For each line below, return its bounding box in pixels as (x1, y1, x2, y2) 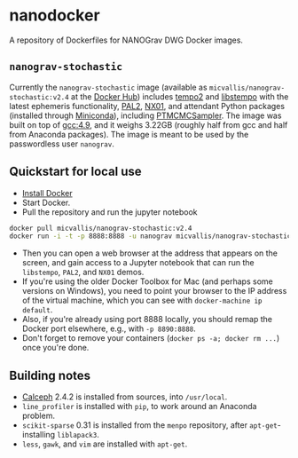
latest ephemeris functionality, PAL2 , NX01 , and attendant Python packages (9, 100, 286, 111)
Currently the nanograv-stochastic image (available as (9, 82, 208, 92)
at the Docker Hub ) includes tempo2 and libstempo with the (70, 91, 289, 102)
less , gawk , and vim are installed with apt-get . (21, 438, 188, 449)
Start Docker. (21, 197, 71, 208)
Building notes (9, 367, 91, 383)
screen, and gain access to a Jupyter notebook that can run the (21, 257, 255, 268)
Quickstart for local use (9, 164, 142, 179)
